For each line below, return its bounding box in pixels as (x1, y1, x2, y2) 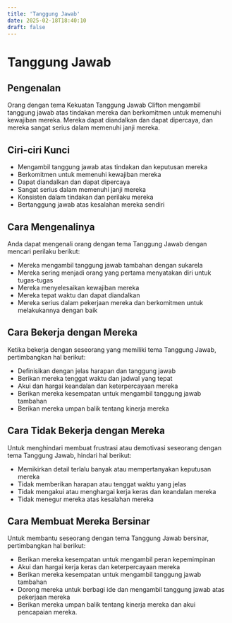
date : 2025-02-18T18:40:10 (7, 17, 87, 24)
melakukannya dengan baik (17, 306, 98, 314)
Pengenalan (7, 82, 61, 94)
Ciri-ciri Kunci (7, 144, 71, 156)
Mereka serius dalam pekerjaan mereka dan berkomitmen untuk (17, 299, 203, 307)
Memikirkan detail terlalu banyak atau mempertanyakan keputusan (17, 464, 212, 473)
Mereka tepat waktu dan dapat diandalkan (17, 291, 140, 299)
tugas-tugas (17, 276, 54, 284)
